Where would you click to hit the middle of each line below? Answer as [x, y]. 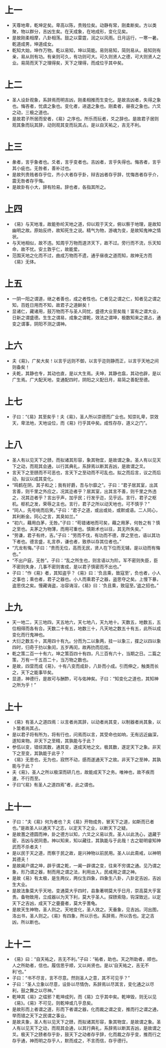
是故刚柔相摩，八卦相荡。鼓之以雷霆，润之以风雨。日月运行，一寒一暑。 [86, 38]
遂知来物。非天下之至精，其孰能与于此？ [53, 741]
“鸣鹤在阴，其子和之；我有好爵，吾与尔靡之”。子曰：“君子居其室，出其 [85, 485]
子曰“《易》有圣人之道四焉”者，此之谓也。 [54, 785]
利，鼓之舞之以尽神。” [34, 991]
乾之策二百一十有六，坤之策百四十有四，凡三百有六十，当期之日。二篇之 [86, 653]
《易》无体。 [25, 261]
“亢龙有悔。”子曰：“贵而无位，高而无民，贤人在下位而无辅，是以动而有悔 [86, 548]
